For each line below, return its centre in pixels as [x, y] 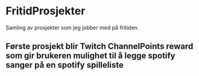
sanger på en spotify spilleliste [65, 65]
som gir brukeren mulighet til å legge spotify [90, 56]
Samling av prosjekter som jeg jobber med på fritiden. [72, 28]
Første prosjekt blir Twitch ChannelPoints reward [99, 46]
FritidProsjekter [46, 11]
